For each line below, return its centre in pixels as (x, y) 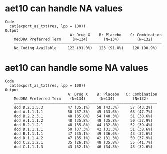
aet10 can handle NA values (64, 9)
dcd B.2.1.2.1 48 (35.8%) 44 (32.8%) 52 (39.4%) (84, 125)
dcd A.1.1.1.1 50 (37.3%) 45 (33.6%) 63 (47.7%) (84, 112)
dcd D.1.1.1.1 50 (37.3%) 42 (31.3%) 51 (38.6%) (84, 129)
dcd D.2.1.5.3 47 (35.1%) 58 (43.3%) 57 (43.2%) (84, 107)
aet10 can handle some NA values (77, 68)
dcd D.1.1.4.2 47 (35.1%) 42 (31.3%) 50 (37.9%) (84, 138)
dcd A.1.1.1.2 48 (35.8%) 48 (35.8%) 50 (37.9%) (84, 120)
